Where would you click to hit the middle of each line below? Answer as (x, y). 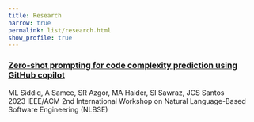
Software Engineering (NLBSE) (58, 109)
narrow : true (30, 23)
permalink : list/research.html (60, 30)
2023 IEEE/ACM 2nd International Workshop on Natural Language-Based (127, 101)
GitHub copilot (37, 75)
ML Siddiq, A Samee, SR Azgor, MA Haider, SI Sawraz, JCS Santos (116, 93)
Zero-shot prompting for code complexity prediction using (123, 66)
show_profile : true (40, 38)
